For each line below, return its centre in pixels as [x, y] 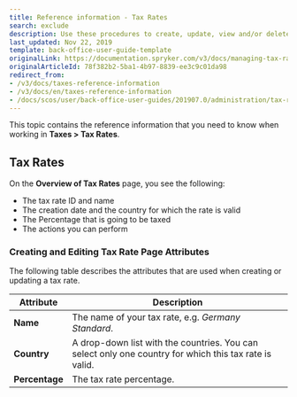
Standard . [92, 329]
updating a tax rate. [45, 281]
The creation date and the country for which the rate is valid [131, 210]
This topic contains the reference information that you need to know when [144, 125]
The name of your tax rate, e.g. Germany [156, 317]
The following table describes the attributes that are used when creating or [145, 271]
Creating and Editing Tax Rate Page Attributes [109, 252]
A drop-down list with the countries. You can [165, 343]
